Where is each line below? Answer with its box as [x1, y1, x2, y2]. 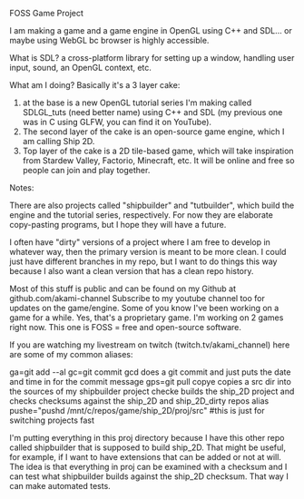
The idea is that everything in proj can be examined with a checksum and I [9, 462, 288, 472]
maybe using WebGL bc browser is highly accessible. [9, 35, 210, 45]
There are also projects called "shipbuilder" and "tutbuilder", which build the [9, 200, 295, 210]
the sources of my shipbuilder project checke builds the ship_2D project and [9, 386, 295, 396]
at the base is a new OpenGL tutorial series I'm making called [22, 97, 252, 108]
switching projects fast [9, 415, 95, 426]
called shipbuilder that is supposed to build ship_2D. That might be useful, [9, 442, 286, 453]
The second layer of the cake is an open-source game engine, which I [22, 126, 285, 137]
